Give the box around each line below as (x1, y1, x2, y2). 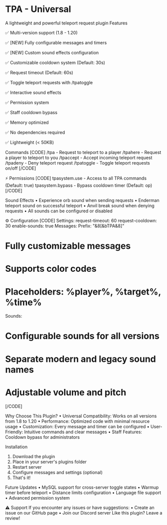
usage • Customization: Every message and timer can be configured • (5, 423, 150, 429)
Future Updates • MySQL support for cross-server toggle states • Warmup (5, 484, 159, 490)
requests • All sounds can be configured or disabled (5, 208, 113, 214)
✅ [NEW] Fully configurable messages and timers (5, 39, 107, 45)
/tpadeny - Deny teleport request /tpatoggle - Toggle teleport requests (5, 160, 151, 166)
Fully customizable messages (5, 240, 131, 252)
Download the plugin (12, 453, 55, 459)
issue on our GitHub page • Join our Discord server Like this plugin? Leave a (5, 510, 163, 516)
